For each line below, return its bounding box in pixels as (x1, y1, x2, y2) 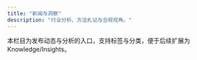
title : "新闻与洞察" (7, 10, 61, 17)
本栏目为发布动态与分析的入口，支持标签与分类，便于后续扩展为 (7, 36, 190, 45)
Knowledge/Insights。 (7, 45, 71, 53)
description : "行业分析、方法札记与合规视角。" (7, 17, 132, 23)
